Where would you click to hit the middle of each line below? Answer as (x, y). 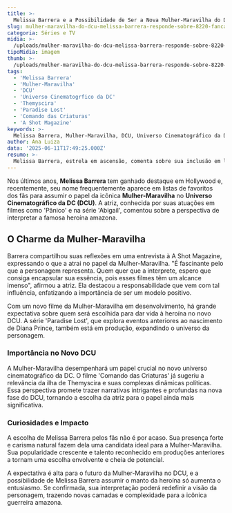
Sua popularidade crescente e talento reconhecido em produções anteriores (116, 452)
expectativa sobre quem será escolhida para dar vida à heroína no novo (109, 313)
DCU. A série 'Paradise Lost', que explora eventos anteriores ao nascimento (115, 320)
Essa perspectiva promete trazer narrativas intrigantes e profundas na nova (115, 390)
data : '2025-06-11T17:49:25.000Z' (57, 148)
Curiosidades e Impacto (48, 423)
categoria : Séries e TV (41, 33)
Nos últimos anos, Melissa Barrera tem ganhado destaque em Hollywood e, (115, 181)
